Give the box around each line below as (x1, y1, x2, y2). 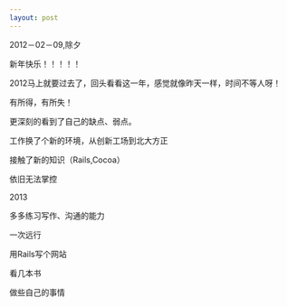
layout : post (9, 13, 59, 23)
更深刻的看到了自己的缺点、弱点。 (9, 116, 137, 126)
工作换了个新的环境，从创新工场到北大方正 (9, 134, 168, 145)
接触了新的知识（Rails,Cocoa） (9, 154, 125, 165)
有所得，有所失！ (9, 97, 73, 107)
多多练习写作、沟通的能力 (9, 209, 105, 221)
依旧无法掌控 (9, 173, 57, 184)
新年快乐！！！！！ (9, 58, 81, 69)
